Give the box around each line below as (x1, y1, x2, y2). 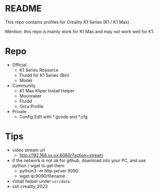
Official (12, 62, 27, 67)
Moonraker (19, 93, 42, 99)
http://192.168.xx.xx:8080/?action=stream (19, 152, 103, 158)
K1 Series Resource (19, 67, 59, 73)
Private (12, 108, 27, 114)
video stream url (12, 147, 45, 153)
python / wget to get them (12, 162, 65, 169)
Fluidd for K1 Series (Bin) (19, 72, 69, 78)
